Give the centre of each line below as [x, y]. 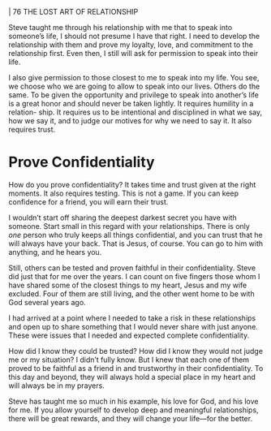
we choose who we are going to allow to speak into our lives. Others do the [134, 86]
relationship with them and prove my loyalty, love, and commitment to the [131, 45]
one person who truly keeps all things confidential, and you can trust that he [135, 235]
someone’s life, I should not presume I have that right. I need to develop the [134, 36]
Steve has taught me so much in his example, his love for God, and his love [133, 401]
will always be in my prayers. [57, 386]
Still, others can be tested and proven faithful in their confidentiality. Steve [132, 268]
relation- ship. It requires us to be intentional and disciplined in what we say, [135, 112]
